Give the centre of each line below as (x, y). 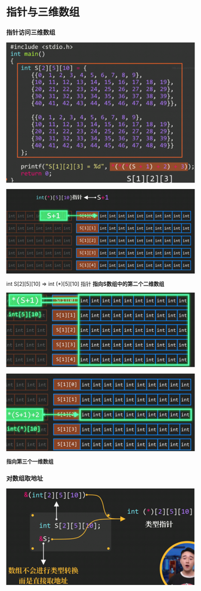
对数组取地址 (25, 479)
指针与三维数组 (43, 12)
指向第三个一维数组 (30, 462)
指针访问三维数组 (31, 32)
